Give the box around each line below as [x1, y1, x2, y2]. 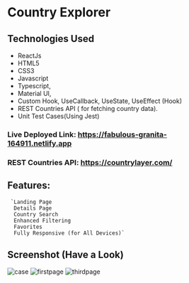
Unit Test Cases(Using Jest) [17, 112, 100, 120]
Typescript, [17, 82, 51, 90]
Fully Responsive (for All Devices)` [13, 229, 125, 237]
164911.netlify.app [7, 138, 72, 148]
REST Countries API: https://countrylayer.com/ [7, 157, 173, 167]
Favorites [13, 223, 42, 230]
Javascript [17, 74, 49, 82]
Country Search [13, 210, 59, 218]
